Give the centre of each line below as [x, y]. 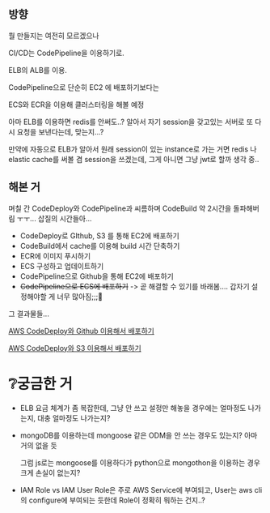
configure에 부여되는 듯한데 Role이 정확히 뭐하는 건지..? [117, 500]
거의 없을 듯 [39, 445]
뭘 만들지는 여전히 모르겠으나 [54, 36]
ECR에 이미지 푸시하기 [55, 256]
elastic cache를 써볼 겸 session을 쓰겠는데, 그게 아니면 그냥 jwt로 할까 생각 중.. [134, 159]
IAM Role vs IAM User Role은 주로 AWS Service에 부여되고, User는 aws [136, 489]
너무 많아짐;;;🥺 [80, 296]
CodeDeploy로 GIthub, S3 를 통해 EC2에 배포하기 [99, 235]
